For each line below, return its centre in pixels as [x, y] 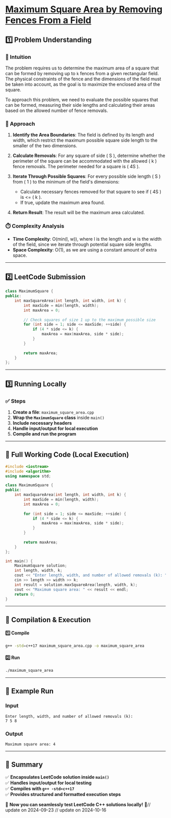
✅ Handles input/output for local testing [48, 783]
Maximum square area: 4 [31, 744]
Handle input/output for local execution [55, 428]
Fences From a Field [48, 20]
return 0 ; [25, 594]
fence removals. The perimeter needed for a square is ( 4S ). [76, 167]
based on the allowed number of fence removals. [57, 110]
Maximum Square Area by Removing [84, 9]
